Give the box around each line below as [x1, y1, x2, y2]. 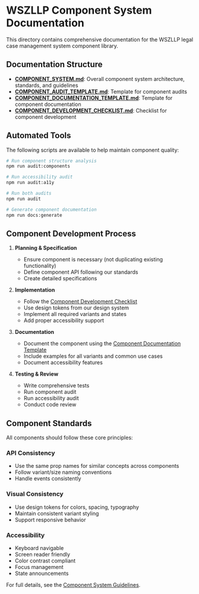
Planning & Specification [14, 245, 77, 252]
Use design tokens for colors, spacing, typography [14, 504, 140, 511]
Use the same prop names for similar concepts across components [14, 462, 179, 470]
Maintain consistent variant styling [14, 509, 99, 517]
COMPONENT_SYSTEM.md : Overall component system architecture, [14, 75, 185, 82]
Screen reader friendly [14, 551, 70, 558]
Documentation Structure [6, 60, 103, 70]
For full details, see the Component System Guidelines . [6, 582, 141, 589]
